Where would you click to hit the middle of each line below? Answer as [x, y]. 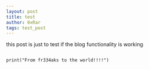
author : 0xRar [24, 22]
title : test [21, 17]
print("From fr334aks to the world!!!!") [58, 60]
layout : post [22, 11]
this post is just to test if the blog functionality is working [74, 44]
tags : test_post [26, 28]
